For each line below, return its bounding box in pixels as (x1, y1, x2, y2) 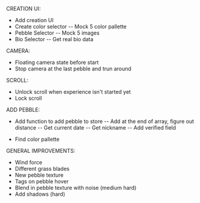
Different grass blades (14, 165, 70, 172)
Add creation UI (14, 17, 54, 23)
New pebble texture (14, 171, 64, 179)
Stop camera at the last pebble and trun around (14, 65, 131, 72)
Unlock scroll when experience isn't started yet (14, 88, 131, 95)
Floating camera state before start (14, 59, 99, 66)
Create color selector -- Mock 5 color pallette (14, 23, 127, 30)
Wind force (14, 159, 43, 166)
